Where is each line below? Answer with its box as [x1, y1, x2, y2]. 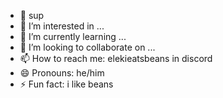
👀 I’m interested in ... [19, 20, 105, 32]
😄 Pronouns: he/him [19, 67, 105, 79]
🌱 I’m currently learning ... [19, 31, 127, 42]
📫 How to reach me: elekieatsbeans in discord [19, 53, 213, 64]
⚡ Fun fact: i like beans [19, 78, 114, 90]
